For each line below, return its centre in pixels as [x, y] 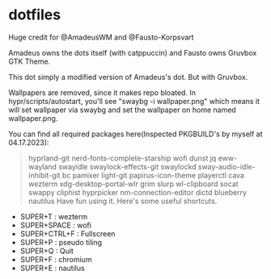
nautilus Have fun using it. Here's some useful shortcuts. [123, 201]
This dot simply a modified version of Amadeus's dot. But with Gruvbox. [128, 77]
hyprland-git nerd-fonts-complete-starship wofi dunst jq [122, 158]
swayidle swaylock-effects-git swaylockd [127, 166]
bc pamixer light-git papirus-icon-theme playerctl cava [153, 175]
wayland [42, 166]
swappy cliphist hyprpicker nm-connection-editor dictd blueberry [138, 192]
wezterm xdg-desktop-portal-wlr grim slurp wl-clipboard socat [133, 184]
